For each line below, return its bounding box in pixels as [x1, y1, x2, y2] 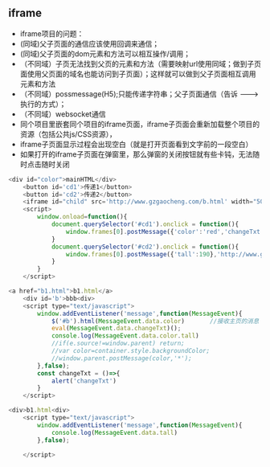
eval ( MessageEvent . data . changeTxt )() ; [51, 325, 182, 333]
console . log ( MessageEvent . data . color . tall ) [51, 332, 199, 340]
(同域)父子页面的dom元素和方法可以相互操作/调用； [19, 48, 191, 59]
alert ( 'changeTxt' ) [51, 377, 117, 385]
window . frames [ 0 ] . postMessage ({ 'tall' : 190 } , [65, 250, 218, 258]
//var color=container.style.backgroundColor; [51, 347, 211, 355]
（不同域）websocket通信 [19, 109, 106, 119]
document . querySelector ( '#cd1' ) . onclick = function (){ [51, 220, 239, 228]
